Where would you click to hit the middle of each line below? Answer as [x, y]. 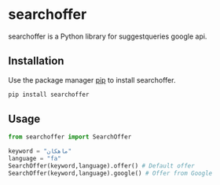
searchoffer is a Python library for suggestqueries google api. [108, 36]
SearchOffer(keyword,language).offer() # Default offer [101, 166]
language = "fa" [35, 159]
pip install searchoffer [49, 94]
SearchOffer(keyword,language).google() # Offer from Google [110, 173]
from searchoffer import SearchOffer [70, 137]
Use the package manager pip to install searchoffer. [92, 80]
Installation [36, 61]
